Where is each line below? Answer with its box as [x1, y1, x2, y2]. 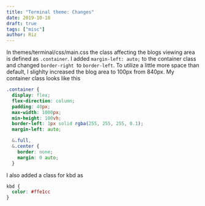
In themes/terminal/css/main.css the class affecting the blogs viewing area [6, 48, 195, 56]
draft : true [6, 20, 37, 26]
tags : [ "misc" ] [6, 26, 45, 32]
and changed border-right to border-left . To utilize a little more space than [6, 62, 199, 69]
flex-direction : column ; [12, 97, 75, 104]
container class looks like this [6, 75, 81, 82]
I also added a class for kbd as [6, 171, 84, 178]
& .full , [12, 137, 32, 144]
